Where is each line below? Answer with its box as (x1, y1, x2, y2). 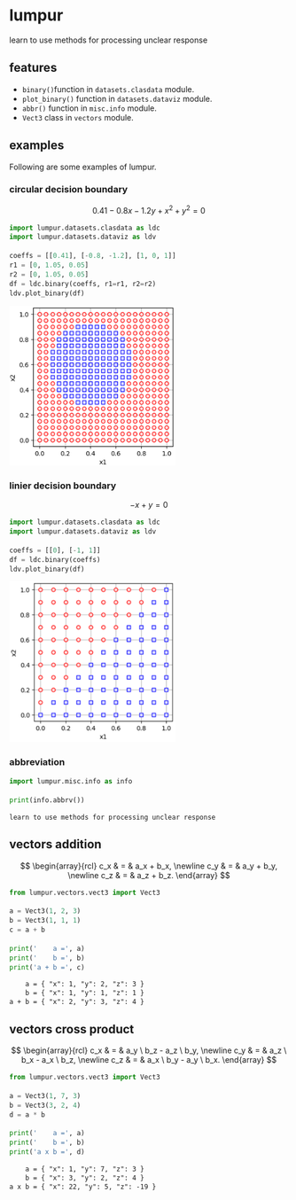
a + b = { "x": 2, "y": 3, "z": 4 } (9, 998, 144, 1007)
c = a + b (9, 925, 46, 935)
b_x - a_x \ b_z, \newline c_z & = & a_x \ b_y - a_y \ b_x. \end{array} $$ (20, 1055, 277, 1065)
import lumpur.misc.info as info (9, 777, 133, 786)
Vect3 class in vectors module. (21, 112, 135, 122)
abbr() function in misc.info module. (21, 103, 158, 113)
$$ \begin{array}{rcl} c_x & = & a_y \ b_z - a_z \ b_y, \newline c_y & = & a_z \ (11, 1045, 287, 1056)
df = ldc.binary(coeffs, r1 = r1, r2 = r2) (9, 279, 157, 288)
